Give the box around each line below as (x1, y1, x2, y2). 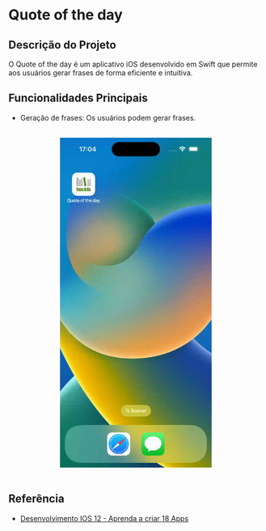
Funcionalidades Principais (8, 91, 148, 105)
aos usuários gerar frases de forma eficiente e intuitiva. (8, 68, 193, 78)
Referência (8, 492, 65, 506)
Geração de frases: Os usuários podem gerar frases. (19, 113, 196, 122)
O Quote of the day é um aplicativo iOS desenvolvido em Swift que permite (8, 59, 258, 69)
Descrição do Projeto (8, 38, 116, 52)
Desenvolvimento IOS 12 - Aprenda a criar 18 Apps (19, 513, 189, 523)
